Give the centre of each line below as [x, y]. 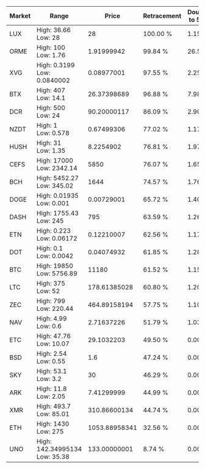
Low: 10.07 [53, 344]
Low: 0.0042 [55, 256]
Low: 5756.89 [57, 273]
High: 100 [51, 47]
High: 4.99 [52, 318]
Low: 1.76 [51, 55]
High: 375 [51, 283]
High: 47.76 [54, 336]
